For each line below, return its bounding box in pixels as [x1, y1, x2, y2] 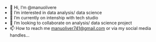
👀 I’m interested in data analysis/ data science [9, 10, 102, 15]
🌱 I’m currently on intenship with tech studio [9, 15, 98, 20]
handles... [9, 32, 30, 38]
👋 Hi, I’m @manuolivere [9, 5, 57, 10]
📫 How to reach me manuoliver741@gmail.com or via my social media [9, 26, 151, 31]
